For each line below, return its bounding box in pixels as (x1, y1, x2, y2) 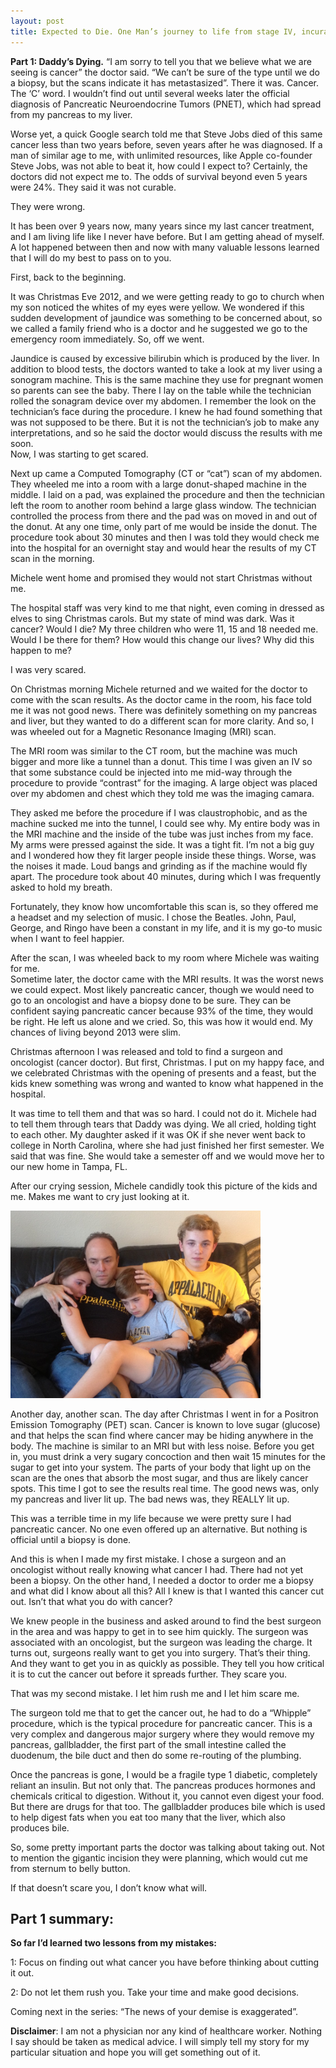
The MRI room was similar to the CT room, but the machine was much (10, 745, 298, 757)
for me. (10, 962, 40, 974)
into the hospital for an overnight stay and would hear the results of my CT (10, 541, 317, 554)
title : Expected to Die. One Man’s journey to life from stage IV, (10, 26, 298, 37)
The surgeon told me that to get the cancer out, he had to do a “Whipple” (10, 1706, 312, 1719)
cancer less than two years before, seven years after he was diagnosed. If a (10, 138, 323, 150)
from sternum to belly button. (10, 1862, 131, 1874)
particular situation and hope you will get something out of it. (10, 2046, 261, 2059)
